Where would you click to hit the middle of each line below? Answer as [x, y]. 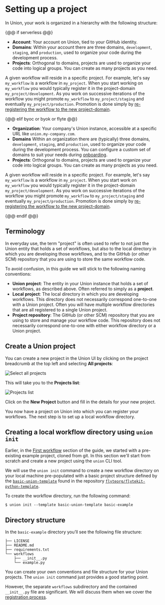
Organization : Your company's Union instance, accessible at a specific [84, 128]
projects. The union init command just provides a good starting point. [77, 577]
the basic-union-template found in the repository [55, 481]
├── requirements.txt [27, 550]
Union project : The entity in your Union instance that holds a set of [80, 283]
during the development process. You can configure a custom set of [82, 149]
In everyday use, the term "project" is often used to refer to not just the [77, 243]
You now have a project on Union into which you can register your [72, 411]
